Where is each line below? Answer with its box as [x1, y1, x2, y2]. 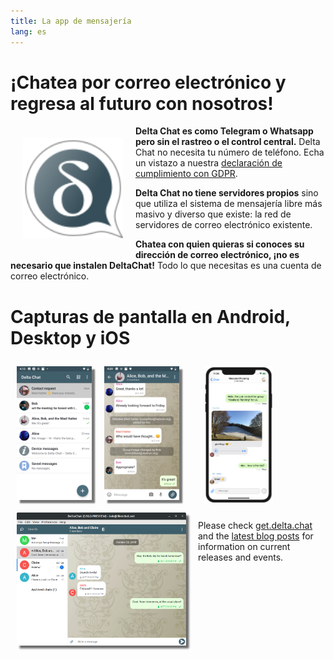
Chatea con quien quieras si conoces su [135, 238, 305, 250]
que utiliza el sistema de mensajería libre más [135, 198, 323, 210]
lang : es [10, 26, 47, 37]
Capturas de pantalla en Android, [10, 305, 291, 328]
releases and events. [198, 551, 284, 564]
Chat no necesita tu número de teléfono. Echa [135, 146, 325, 159]
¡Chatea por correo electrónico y [10, 71, 287, 94]
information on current [198, 541, 291, 553]
